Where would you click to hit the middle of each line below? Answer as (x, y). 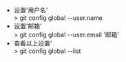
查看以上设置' (33, 43)
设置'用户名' (31, 10)
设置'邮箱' (28, 26)
